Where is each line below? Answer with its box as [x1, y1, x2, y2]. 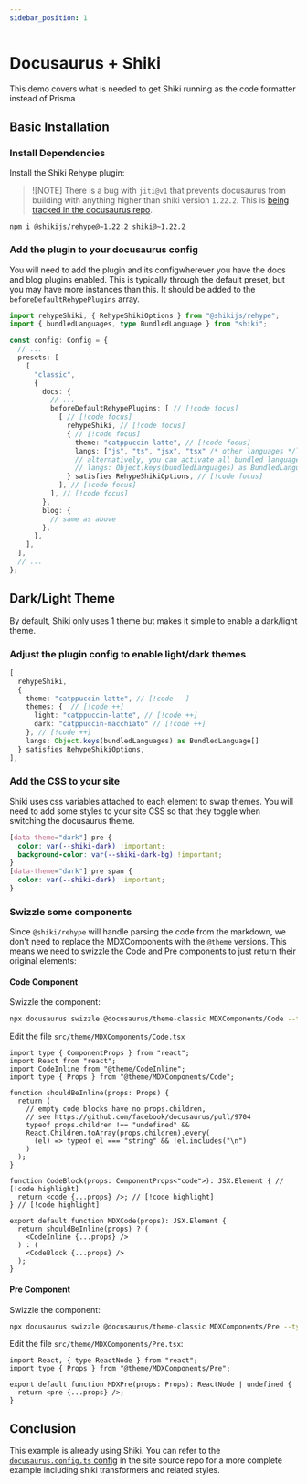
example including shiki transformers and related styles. [9, 1465, 221, 1476]
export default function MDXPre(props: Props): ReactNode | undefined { [9, 1380, 292, 1390]
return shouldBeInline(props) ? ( [17, 1224, 149, 1234]
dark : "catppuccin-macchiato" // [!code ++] [33, 720, 206, 729]
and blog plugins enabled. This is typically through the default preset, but [9, 273, 285, 284]
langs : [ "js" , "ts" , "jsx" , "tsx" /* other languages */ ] [74, 446, 301, 455]
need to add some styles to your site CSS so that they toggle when [9, 806, 260, 817]
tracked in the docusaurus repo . [31, 205, 153, 216]
